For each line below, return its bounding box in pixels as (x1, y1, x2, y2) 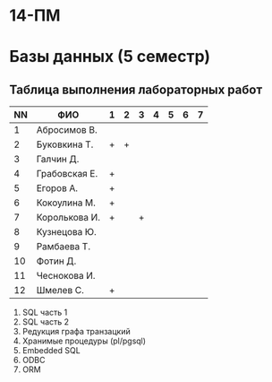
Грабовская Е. (36, 168, 98, 180)
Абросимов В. (36, 124, 98, 136)
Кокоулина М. (36, 196, 97, 209)
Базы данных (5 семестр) (9, 47, 211, 67)
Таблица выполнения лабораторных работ (9, 82, 263, 97)
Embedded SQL (21, 345, 81, 356)
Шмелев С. (36, 284, 85, 297)
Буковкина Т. (36, 138, 94, 151)
